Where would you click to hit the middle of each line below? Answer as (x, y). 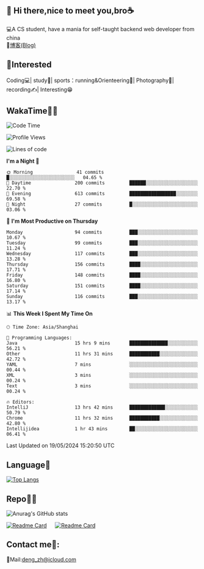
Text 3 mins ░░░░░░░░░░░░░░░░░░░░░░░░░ (102, 386)
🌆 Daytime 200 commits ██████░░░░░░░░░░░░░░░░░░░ (102, 183)
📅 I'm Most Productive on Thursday (52, 221)
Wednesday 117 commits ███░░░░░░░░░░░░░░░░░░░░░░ (102, 254)
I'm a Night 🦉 (23, 161)
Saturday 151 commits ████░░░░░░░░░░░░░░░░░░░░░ (102, 286)
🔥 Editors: (20, 402)
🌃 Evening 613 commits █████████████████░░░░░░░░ (102, 194)
